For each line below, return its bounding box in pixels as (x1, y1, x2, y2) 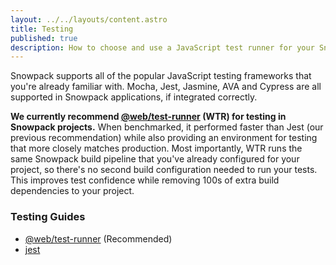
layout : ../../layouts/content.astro (10, 14, 168, 25)
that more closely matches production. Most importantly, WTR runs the (10, 142, 303, 155)
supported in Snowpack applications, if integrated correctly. (10, 91, 258, 103)
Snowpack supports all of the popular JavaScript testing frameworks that (10, 70, 312, 82)
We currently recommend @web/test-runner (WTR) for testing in (10, 111, 287, 123)
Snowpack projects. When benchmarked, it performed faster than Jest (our (10, 121, 324, 133)
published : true (10, 33, 78, 43)
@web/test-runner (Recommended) (24, 232, 173, 245)
